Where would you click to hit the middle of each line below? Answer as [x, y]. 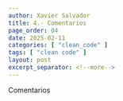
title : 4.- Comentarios [48, 23]
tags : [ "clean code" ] [48, 52]
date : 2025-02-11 [37, 38]
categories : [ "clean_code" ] [58, 45]
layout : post [30, 60]
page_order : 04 [33, 30]
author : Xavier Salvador [49, 16]
